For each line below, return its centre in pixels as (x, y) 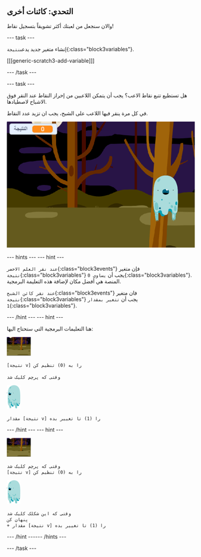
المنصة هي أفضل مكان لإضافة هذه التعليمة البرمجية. (64, 281)
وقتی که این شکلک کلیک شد (39, 514)
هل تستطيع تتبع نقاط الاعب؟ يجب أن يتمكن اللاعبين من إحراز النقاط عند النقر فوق (97, 95)
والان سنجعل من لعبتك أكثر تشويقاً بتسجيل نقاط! (60, 26)
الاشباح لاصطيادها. (27, 101)
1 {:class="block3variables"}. (42, 306)
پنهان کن (18, 520)
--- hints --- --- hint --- (35, 257)
